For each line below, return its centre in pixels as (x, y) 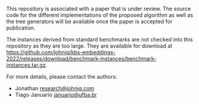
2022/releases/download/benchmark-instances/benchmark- (81, 59)
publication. (21, 28)
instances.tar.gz (26, 65)
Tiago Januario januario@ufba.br (56, 95)
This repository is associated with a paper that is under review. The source (99, 9)
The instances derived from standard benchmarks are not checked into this (100, 39)
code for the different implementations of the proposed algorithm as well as (100, 15)
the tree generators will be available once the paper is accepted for (89, 21)
